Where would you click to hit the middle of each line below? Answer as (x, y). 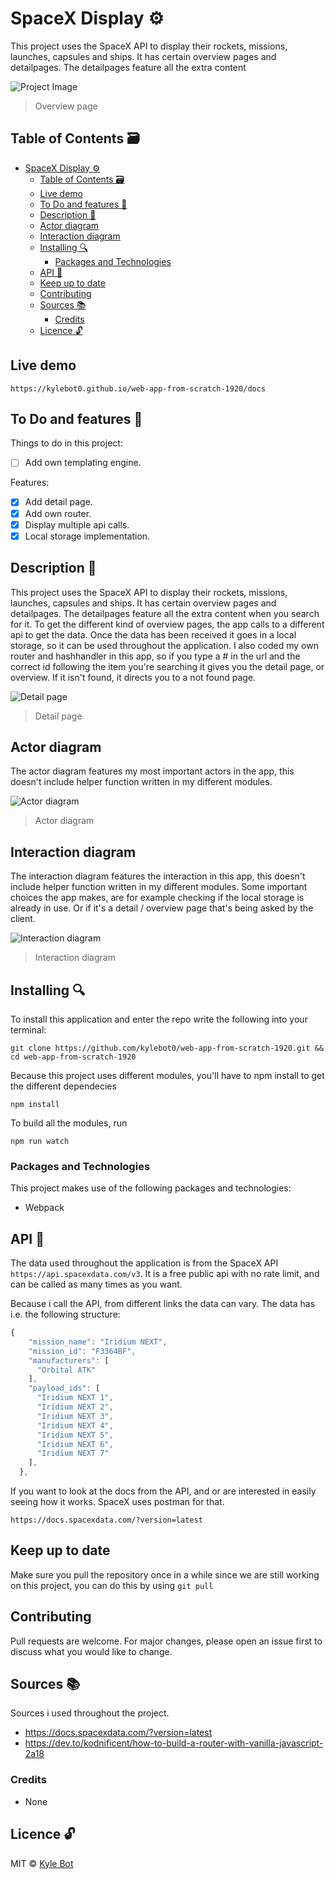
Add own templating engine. (83, 463)
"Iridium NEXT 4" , (75, 1425)
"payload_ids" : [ (64, 1388)
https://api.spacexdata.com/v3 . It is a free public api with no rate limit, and (165, 1274)
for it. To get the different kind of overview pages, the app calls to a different (167, 624)
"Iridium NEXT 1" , (75, 1398)
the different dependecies (63, 1086)
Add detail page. (58, 502)
